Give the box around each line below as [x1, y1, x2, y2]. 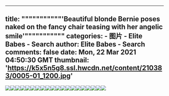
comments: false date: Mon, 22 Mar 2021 [5, 48, 137, 57]
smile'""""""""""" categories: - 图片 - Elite [5, 32, 143, 40]
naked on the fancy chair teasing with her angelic [5, 23, 163, 31]
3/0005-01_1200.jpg [5, 72, 71, 80]
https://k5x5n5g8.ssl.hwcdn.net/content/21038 [7, 64, 162, 72]
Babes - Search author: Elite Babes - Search [5, 40, 145, 49]
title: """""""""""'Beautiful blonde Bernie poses [5, 15, 160, 23]
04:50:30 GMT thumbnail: [5, 56, 90, 65]
